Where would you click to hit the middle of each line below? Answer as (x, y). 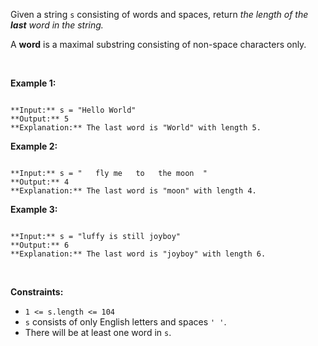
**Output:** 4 (40, 182)
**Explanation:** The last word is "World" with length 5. (136, 128)
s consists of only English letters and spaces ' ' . (125, 322)
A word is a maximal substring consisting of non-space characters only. (158, 44)
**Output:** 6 (40, 245)
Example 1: (33, 83)
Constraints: (37, 292)
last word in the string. (57, 25)
